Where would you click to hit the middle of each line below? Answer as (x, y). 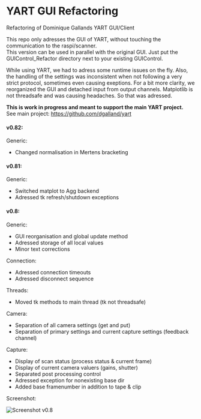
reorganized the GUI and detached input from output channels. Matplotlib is (100, 89)
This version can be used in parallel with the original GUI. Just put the (92, 52)
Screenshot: (21, 398)
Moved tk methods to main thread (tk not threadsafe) (80, 302)
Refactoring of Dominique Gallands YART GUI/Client (70, 28)
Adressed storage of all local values (59, 243)
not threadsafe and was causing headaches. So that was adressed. (89, 95)
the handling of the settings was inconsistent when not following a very (94, 76)
